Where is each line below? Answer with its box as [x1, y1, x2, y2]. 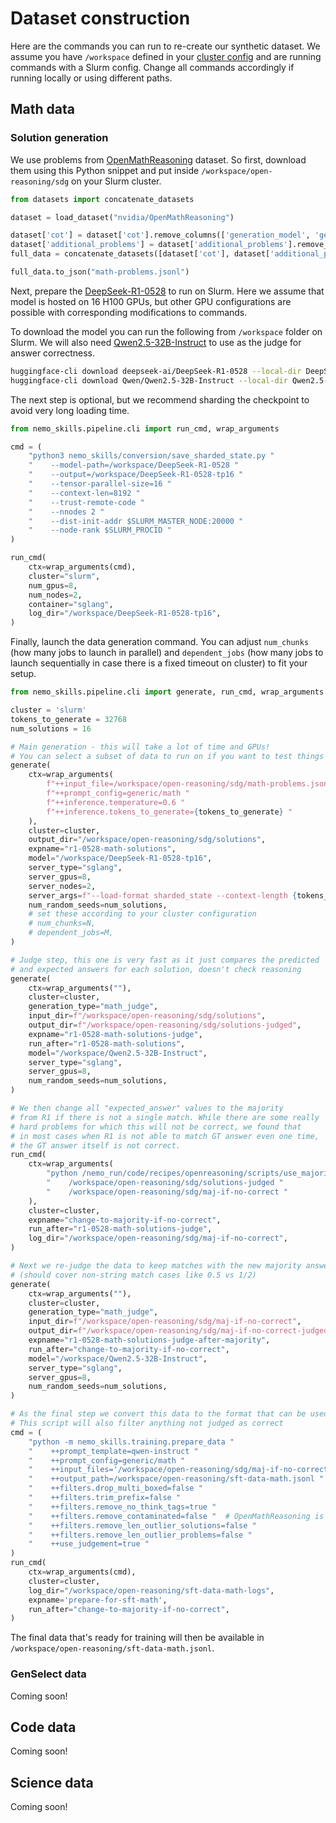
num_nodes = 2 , [28, 590, 83, 600]
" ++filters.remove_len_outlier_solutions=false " [28, 1520, 257, 1531]
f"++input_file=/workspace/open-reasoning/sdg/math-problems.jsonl [46, 779, 333, 789]
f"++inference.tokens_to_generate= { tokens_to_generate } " [46, 807, 293, 817]
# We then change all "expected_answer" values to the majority [10, 1103, 284, 1113]
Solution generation [10, 131, 109, 145]
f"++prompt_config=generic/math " [46, 788, 190, 798]
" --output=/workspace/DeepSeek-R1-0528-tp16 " [28, 470, 244, 480]
